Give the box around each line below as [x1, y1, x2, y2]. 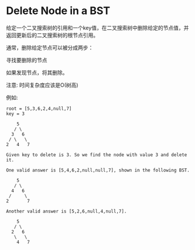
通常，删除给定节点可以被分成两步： [6, 44, 94, 51]
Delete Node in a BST [6, 4, 110, 18]
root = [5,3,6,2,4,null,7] [6, 106, 72, 112]
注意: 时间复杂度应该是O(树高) [6, 81, 78, 89]
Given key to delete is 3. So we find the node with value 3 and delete [6, 151, 187, 158]
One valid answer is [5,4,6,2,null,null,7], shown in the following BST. [6, 167, 190, 173]
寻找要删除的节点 [6, 56, 47, 63]
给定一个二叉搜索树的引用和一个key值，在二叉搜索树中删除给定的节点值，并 [6, 24, 189, 31]
